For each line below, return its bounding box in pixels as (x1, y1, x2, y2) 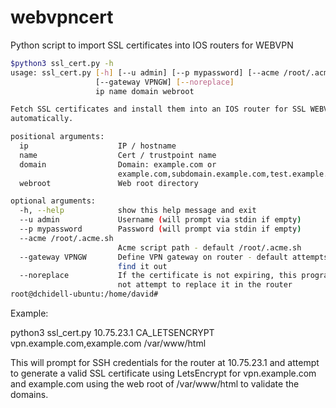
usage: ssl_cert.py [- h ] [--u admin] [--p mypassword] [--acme (10, 67, 280, 78)
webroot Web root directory (19, 178, 199, 188)
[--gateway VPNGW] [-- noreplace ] (95, 77, 235, 87)
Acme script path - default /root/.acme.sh (117, 242, 302, 253)
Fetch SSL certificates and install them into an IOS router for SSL (10, 104, 307, 115)
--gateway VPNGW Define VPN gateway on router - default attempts (19, 252, 329, 262)
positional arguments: (10, 132, 105, 142)
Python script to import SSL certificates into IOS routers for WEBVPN (10, 39, 294, 51)
